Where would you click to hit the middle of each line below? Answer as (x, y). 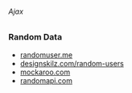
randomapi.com (46, 80)
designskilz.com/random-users (72, 63)
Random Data (35, 37)
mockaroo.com (45, 72)
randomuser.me (46, 55)
